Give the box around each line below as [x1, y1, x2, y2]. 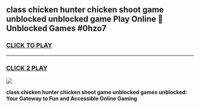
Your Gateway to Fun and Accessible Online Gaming [6, 95, 137, 102]
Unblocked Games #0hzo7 [6, 23, 107, 33]
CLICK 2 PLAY [6, 64, 48, 72]
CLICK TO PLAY [6, 41, 52, 50]
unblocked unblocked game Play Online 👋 [6, 14, 164, 24]
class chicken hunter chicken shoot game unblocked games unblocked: [6, 88, 187, 95]
